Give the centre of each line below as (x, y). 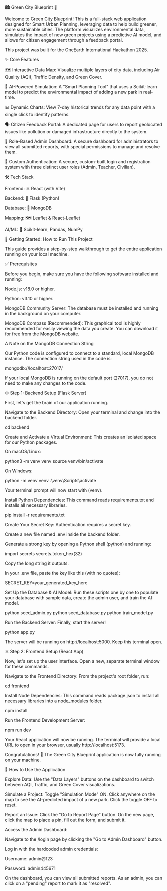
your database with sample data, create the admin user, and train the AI (79, 598)
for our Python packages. (31, 442)
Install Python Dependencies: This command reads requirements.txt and (79, 500)
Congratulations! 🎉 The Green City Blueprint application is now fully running (83, 754)
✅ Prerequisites (21, 264)
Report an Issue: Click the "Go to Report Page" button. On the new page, (80, 814)
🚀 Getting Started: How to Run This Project (49, 239)
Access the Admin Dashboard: (36, 829)
